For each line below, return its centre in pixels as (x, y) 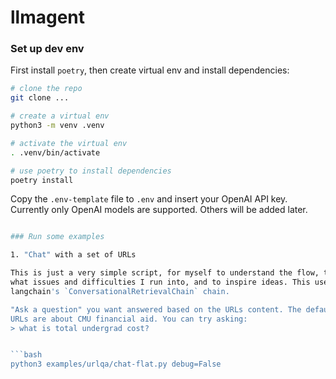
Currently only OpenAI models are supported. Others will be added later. (159, 210)
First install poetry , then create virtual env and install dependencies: (150, 70)
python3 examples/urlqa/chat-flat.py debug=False (116, 364)
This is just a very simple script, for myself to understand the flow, (165, 273)
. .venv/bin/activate (55, 152)
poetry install (42, 180)
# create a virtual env (60, 116)
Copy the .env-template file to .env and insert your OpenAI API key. (149, 199)
